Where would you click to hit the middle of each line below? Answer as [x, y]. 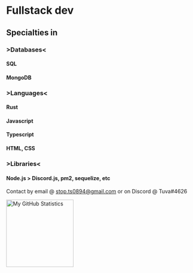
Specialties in [32, 33]
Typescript [20, 135]
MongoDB [19, 77]
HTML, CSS [21, 148]
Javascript [20, 121]
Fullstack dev [40, 10]
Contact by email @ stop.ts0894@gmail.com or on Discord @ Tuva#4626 [97, 192]
